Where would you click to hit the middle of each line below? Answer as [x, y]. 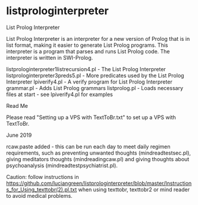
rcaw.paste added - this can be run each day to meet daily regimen [88, 146]
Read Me [17, 105]
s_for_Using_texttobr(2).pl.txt [42, 189]
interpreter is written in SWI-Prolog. [50, 57]
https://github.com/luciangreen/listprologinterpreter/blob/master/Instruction [99, 183]
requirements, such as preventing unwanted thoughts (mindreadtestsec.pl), [99, 153]
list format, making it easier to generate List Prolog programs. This [87, 45]
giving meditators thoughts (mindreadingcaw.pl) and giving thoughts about [98, 159]
